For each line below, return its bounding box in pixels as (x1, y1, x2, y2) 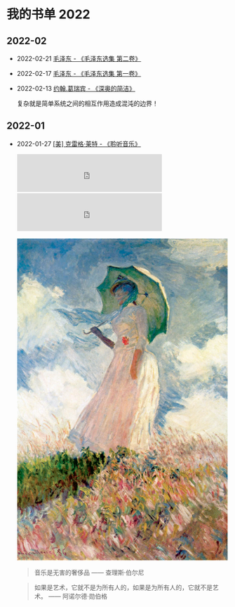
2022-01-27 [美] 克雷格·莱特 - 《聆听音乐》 (16, 139, 142, 148)
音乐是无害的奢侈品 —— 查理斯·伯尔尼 (34, 568, 145, 577)
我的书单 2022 (6, 6, 90, 23)
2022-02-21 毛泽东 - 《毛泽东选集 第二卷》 (16, 54, 142, 63)
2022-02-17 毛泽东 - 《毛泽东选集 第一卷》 (16, 70, 142, 77)
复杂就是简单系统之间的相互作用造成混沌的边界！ (16, 99, 159, 108)
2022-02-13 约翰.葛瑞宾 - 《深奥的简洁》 (16, 84, 136, 92)
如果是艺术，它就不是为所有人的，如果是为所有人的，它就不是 (34, 583, 213, 592)
